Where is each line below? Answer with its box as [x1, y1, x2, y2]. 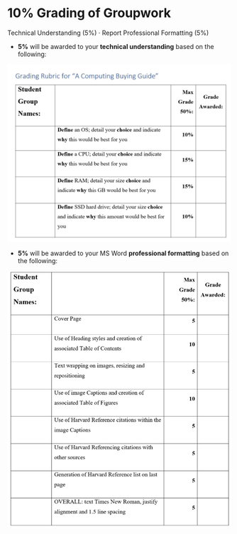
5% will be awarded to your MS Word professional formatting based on [17, 249, 229, 257]
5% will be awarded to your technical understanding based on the [17, 42, 214, 50]
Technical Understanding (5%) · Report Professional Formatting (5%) [7, 28, 209, 37]
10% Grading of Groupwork [7, 5, 172, 21]
